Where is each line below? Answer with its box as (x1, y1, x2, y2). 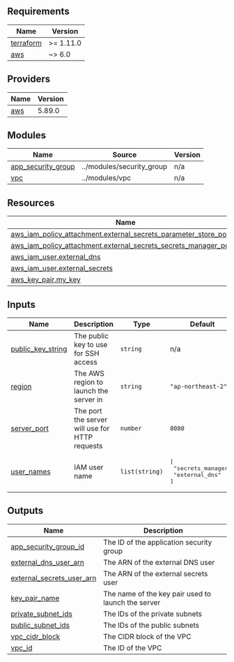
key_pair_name (10, 593, 60, 603)
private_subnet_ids (10, 609, 73, 619)
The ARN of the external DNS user (103, 557, 215, 567)
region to (74, 377, 104, 387)
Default (189, 319, 215, 329)
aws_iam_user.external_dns (10, 252, 101, 262)
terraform (10, 38, 42, 47)
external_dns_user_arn (10, 557, 85, 567)
